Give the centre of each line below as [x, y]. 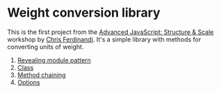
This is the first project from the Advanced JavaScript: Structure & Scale [110, 32]
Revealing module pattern [54, 60]
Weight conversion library [84, 13]
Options [28, 82]
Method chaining [41, 75]
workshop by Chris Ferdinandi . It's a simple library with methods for [104, 39]
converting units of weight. [46, 46]
